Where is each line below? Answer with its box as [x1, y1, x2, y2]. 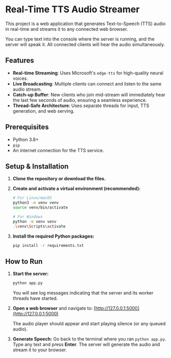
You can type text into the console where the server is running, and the [5, 36, 155, 42]
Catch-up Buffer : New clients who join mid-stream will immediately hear [12, 91, 166, 98]
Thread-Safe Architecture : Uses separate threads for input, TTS [12, 102, 150, 109]
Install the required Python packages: [12, 233, 94, 239]
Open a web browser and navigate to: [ [12, 305, 96, 311]
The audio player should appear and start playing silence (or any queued [12, 321, 166, 327]
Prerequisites [5, 123, 49, 132]
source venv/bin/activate [12, 205, 68, 210]
